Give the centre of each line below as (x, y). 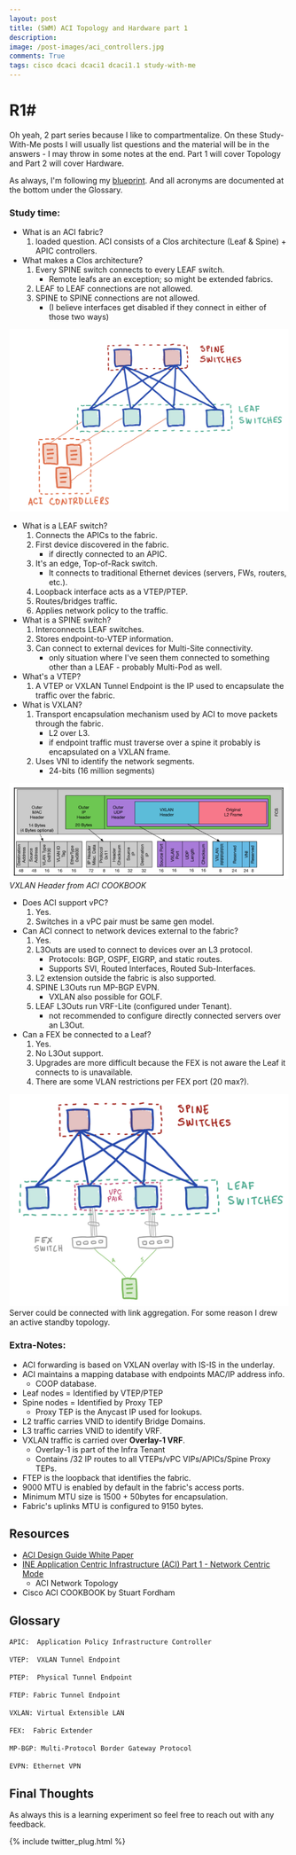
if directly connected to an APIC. (108, 553)
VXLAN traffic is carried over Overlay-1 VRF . (104, 1440)
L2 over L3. (69, 732)
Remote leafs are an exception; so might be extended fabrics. (161, 279)
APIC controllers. (66, 251)
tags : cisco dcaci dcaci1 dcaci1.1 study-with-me (103, 66)
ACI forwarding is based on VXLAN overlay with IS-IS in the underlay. (148, 1365)
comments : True (37, 56)
